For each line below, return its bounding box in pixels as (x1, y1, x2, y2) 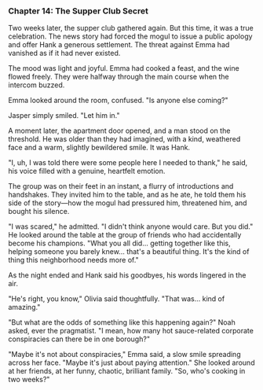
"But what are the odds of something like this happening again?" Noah (8, 318, 236, 327)
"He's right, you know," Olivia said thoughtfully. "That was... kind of (8, 294, 225, 304)
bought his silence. (8, 207, 70, 216)
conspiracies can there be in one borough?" (8, 334, 151, 344)
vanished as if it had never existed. (8, 49, 121, 58)
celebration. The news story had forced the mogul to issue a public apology (8, 31, 253, 41)
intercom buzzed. (8, 80, 65, 90)
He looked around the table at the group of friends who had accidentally (8, 230, 242, 240)
